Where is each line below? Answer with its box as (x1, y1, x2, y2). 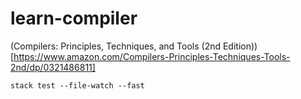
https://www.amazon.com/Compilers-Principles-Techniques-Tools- (13, 50, 291, 62)
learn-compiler (10, 7, 138, 30)
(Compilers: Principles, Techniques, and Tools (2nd (10, 40, 222, 52)
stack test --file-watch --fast (10, 80, 145, 91)
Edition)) (222, 40, 258, 52)
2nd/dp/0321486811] (10, 61, 96, 73)
